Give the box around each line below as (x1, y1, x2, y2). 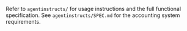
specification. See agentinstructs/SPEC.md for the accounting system (5, 12, 180, 19)
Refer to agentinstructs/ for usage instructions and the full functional (5, 5, 182, 12)
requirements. (5, 18, 41, 25)
